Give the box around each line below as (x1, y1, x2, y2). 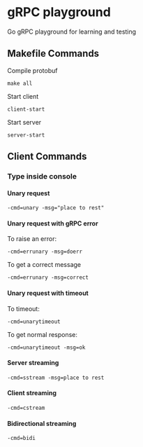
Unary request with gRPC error (7, 219, 99, 228)
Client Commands (7, 151, 87, 163)
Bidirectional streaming (7, 419, 77, 427)
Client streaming (7, 389, 57, 397)
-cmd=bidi (7, 435, 36, 442)
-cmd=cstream (7, 404, 45, 412)
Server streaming (7, 359, 59, 367)
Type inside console (7, 172, 77, 181)
